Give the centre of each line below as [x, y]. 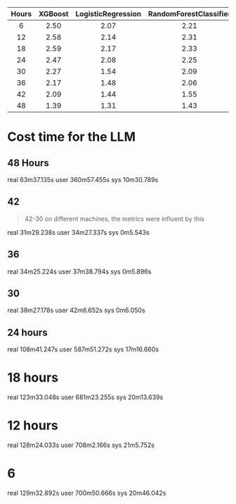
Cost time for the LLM [71, 137]
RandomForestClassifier [189, 14]
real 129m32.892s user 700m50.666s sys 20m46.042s [87, 493]
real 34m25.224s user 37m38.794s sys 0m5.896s [79, 271]
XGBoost [53, 14]
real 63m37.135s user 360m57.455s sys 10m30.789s [83, 180]
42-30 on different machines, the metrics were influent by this [114, 219]
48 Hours [28, 163]
